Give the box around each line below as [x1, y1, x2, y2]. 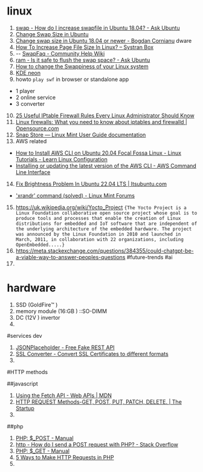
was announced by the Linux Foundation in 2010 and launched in [15, 231, 181, 237]
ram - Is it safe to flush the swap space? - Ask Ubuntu [15, 56, 150, 63]
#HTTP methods [7, 368, 48, 375]
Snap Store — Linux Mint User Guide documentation [15, 131, 146, 138]
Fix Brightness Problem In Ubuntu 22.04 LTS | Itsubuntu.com [15, 180, 167, 187]
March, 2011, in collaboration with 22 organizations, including [15, 236, 184, 242]
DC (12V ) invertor [15, 314, 60, 321]
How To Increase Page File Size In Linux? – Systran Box [15, 44, 153, 51]
